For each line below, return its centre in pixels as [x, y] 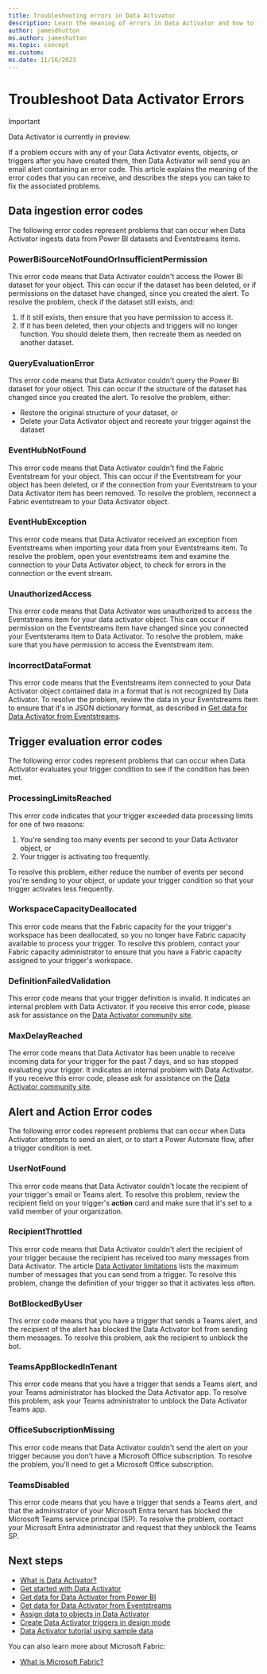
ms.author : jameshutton [48, 38]
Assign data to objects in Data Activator [84, 1614]
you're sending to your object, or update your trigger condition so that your [131, 880]
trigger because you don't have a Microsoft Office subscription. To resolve [130, 1455]
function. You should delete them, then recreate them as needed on [130, 334]
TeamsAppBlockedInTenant [63, 1367]
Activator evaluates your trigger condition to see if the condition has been [129, 769]
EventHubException [48, 522]
